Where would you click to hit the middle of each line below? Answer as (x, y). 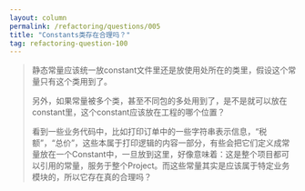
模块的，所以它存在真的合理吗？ (91, 177)
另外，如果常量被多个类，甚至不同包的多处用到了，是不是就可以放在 (159, 101)
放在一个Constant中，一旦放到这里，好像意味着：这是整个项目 (157, 155)
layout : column (38, 18)
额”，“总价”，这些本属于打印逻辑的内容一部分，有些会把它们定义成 (157, 143)
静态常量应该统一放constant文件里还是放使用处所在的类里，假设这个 (160, 70)
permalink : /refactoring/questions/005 (85, 26)
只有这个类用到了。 (76, 82)
